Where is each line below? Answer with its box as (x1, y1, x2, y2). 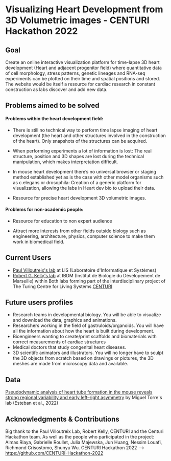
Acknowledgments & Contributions (5, 414, 119, 423)
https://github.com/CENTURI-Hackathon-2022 (5, 450, 104, 456)
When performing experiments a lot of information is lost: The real (12, 147, 152, 154)
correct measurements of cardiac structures (12, 339, 106, 345)
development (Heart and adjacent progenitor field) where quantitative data (5, 65, 162, 71)
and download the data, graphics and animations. (12, 317, 117, 323)
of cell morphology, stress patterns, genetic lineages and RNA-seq (5, 70, 145, 76)
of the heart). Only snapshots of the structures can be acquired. (12, 138, 148, 144)
